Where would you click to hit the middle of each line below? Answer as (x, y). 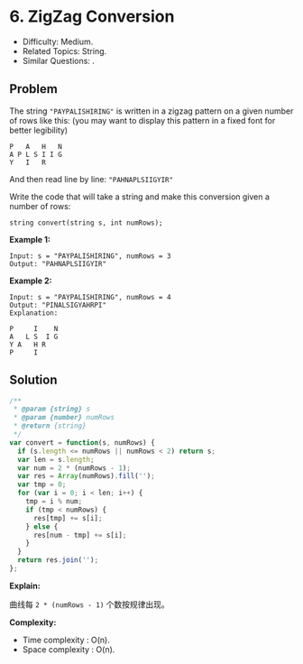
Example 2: (31, 281)
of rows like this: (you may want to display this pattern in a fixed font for (142, 120)
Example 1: (30, 239)
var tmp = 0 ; (42, 484)
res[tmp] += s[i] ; (68, 518)
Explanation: (34, 313)
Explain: (25, 586)
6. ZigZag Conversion (92, 17)
